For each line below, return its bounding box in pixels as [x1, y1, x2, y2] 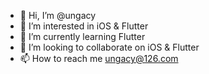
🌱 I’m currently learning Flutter [19, 31, 146, 42]
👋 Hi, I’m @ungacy [19, 10, 97, 21]
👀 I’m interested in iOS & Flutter [19, 20, 149, 32]
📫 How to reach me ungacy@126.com [19, 53, 179, 64]
